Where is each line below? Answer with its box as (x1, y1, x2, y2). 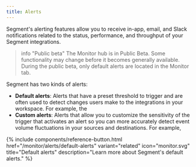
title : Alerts (6, 8, 42, 15)
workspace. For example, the (14, 105, 87, 112)
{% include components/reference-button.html (6, 136, 123, 143)
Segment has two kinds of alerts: (6, 80, 88, 88)
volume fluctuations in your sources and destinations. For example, (14, 124, 182, 131)
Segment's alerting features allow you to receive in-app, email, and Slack (6, 25, 188, 32)
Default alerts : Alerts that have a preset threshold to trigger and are (14, 92, 183, 99)
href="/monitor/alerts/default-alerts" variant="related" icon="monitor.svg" (6, 142, 191, 149)
